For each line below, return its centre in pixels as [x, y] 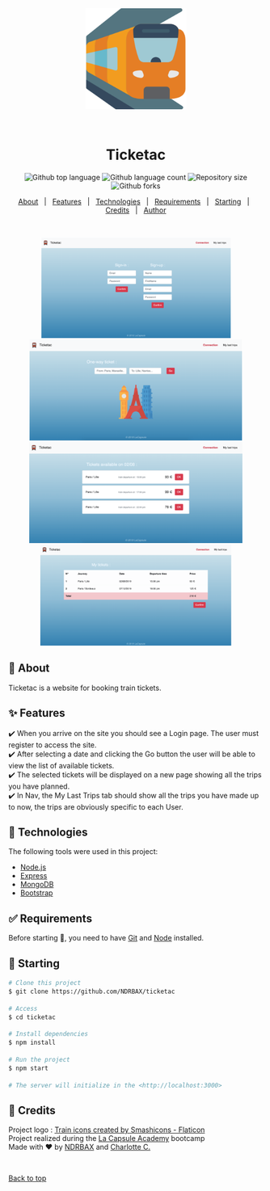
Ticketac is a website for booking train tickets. [85, 688]
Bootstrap [36, 893]
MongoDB [37, 885]
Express [34, 876]
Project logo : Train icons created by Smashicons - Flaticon [107, 1130]
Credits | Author [136, 210]
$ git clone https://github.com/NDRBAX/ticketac [92, 991]
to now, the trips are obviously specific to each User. [96, 806]
